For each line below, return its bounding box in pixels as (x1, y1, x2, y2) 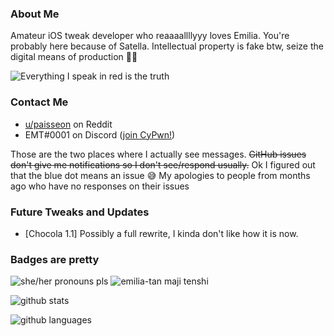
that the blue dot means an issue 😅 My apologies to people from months (10, 169, 311, 181)
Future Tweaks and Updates (10, 205, 150, 219)
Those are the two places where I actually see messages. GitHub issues (10, 148, 307, 160)
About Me (10, 7, 60, 21)
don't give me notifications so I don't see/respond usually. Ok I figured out (10, 158, 316, 171)
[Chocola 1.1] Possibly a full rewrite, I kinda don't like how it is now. (24, 227, 299, 239)
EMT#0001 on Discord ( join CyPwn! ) (24, 128, 176, 141)
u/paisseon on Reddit (24, 118, 113, 130)
